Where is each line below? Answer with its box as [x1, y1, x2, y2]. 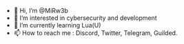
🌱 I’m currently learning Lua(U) [13, 21, 101, 29]
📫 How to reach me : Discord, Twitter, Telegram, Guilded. [13, 29, 178, 37]
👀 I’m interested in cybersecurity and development [13, 14, 157, 22]
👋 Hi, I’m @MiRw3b [13, 7, 69, 14]
